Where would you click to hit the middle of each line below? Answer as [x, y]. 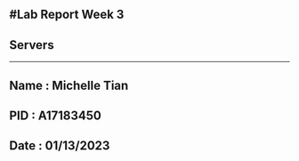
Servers [32, 45]
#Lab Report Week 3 [67, 15]
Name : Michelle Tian [69, 85]
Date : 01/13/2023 [60, 146]
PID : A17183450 [56, 115]
